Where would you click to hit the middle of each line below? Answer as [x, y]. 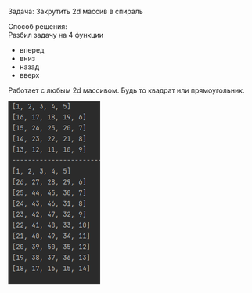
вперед [32, 50]
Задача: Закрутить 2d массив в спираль [76, 11]
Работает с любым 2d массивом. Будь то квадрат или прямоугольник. [126, 90]
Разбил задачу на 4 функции [56, 35]
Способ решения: [38, 26]
